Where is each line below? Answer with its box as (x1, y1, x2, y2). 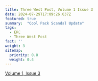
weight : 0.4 (9, 57, 34, 62)
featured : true (5, 16, 36, 21)
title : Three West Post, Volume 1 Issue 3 (5, 7, 93, 12)
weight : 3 (5, 43, 25, 48)
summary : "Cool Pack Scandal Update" (5, 20, 84, 26)
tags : (5, 25, 16, 30)
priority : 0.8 (9, 52, 38, 58)
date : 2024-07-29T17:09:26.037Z (5, 12, 71, 17)
